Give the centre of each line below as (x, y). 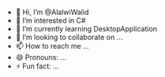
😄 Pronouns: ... (41, 57)
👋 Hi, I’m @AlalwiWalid (52, 12)
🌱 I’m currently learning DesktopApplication (86, 29)
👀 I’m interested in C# (51, 20)
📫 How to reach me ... (52, 46)
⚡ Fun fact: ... (37, 66)
